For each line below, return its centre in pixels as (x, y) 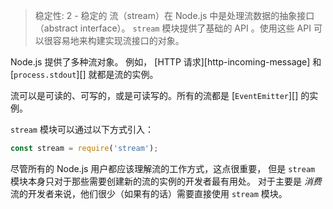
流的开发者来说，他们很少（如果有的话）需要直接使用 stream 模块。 (149, 193)
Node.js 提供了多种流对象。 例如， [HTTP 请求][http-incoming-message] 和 (166, 62)
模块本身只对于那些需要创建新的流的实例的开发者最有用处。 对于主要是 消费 (166, 181)
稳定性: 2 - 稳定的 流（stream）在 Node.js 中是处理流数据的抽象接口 (174, 15)
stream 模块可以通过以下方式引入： (82, 129)
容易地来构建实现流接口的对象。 (118, 40)
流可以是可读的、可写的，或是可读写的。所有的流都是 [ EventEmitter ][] (154, 95)
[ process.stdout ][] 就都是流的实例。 (84, 74)
